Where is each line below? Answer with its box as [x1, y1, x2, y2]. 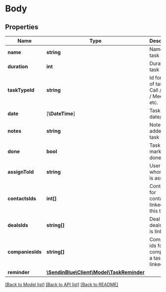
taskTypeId [7, 87, 35, 93]
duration [7, 63, 28, 70]
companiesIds [7, 248, 42, 255]
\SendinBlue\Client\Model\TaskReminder [46, 269, 145, 276]
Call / [149, 87, 162, 93]
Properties [5, 23, 39, 31]
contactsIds [7, 195, 37, 202]
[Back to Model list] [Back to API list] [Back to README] [5, 282, 119, 288]
